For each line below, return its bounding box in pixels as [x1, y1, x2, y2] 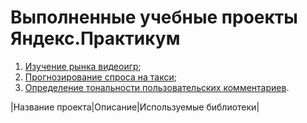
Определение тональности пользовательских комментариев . [24, 81, 290, 93]
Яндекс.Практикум [10, 27, 181, 50]
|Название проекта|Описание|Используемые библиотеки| [10, 101, 260, 113]
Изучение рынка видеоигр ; [24, 60, 142, 72]
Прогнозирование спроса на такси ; [24, 71, 178, 83]
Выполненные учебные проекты [10, 6, 298, 29]
